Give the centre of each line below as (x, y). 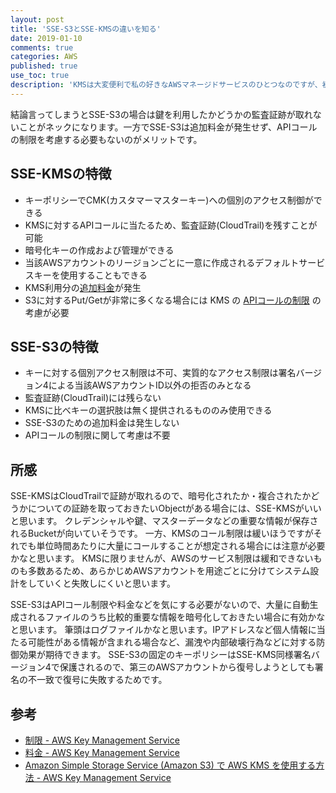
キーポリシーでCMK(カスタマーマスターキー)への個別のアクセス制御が (169, 200)
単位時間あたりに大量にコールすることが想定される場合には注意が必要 (181, 546)
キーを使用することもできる (90, 275)
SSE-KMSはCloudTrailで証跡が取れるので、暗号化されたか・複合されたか (161, 496)
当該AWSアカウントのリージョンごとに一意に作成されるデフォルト (162, 262)
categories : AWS (44, 57)
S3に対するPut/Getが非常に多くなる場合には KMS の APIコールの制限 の (173, 300)
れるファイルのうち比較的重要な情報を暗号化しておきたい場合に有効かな (176, 617)
